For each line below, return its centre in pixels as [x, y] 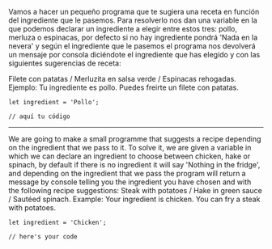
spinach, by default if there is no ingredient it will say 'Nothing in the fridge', [134, 165]
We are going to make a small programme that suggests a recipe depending [135, 139]
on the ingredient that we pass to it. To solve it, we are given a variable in [130, 148]
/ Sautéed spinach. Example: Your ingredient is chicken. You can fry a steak [134, 199]
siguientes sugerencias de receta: [65, 63]
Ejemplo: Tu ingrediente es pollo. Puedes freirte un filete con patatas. [123, 87]
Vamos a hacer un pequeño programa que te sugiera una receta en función [134, 12]
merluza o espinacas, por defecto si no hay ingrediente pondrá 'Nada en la [133, 37]
